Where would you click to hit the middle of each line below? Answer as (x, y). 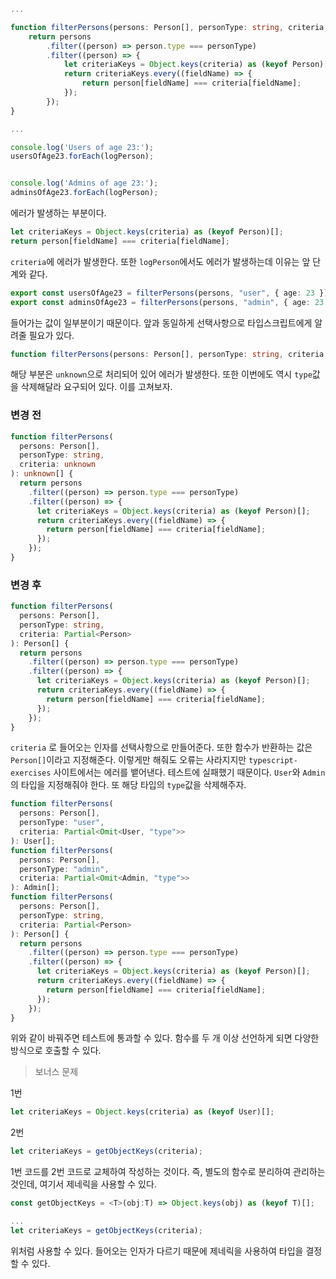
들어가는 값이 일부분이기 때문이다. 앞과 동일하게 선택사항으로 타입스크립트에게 (161, 322)
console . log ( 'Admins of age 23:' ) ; (84, 183)
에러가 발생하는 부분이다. (58, 213)
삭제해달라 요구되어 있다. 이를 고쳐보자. (96, 387)
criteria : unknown (58, 465)
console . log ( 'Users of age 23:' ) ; (82, 147)
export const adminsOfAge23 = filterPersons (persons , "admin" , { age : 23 (167, 302)
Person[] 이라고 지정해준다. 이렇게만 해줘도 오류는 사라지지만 (128, 760)
